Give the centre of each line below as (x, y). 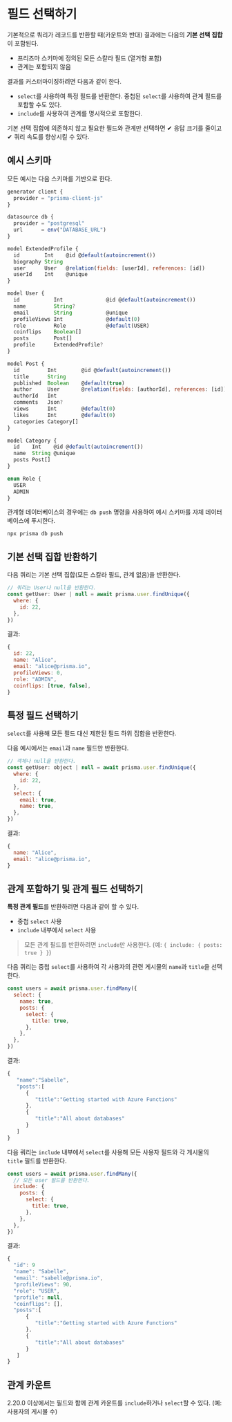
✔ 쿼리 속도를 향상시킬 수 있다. (48, 136)
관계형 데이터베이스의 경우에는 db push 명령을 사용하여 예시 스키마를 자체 (106, 512)
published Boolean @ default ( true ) (69, 383)
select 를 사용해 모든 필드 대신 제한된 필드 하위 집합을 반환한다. (92, 733)
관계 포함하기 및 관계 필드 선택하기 (75, 888)
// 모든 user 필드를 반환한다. (52, 1180)
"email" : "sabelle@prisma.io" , (58, 1278)
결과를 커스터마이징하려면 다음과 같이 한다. (65, 81)
